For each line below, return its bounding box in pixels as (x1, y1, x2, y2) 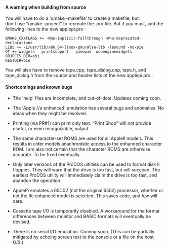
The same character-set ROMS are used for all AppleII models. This (12, 135, 153, 141)
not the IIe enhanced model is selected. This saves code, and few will (12, 193, 158, 199)
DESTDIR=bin (5, 58, 30, 63)
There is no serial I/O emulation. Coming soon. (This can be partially (12, 229, 155, 235)
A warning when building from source (5, 4, 87, 10)
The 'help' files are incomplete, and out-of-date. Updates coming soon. (12, 95, 161, 101)
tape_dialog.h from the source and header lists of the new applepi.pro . (5, 73, 153, 79)
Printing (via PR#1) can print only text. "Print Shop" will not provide (12, 120, 152, 126)
